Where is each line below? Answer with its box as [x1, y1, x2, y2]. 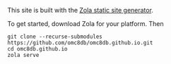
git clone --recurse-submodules [7, 33, 102, 40]
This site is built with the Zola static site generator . [7, 6, 154, 14]
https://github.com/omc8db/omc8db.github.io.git [7, 39, 153, 46]
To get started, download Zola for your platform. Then [7, 20, 164, 27]
